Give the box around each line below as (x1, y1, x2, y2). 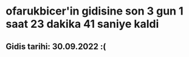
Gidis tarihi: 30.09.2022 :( (5, 41, 106, 52)
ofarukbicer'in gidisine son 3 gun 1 (5, 4, 184, 18)
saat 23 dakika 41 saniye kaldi (5, 17, 159, 31)
